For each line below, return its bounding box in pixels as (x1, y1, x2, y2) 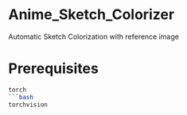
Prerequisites (8, 59, 99, 78)
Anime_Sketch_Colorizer (8, 6, 175, 24)
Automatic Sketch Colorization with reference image (8, 32, 179, 41)
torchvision (8, 101, 48, 109)
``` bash (8, 93, 34, 101)
